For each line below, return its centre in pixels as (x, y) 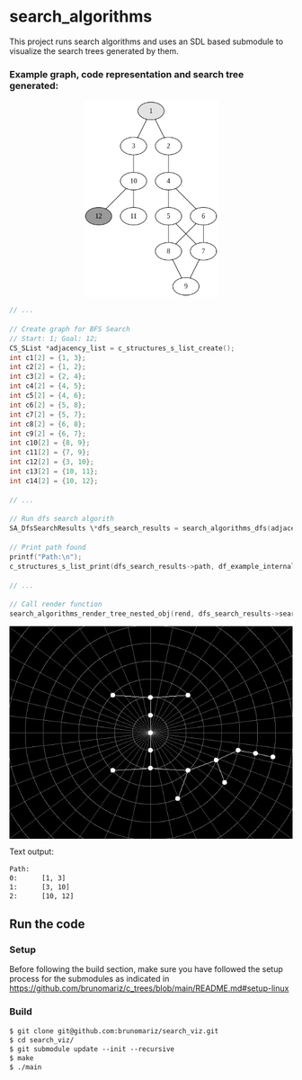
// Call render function (56, 605)
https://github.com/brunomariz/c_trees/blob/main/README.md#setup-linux (149, 988)
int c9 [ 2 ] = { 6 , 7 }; (48, 434)
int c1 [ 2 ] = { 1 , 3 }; (48, 357)
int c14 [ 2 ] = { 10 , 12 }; (54, 481)
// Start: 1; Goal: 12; (54, 338)
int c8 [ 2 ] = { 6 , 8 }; (48, 424)
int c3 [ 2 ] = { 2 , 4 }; (48, 377)
